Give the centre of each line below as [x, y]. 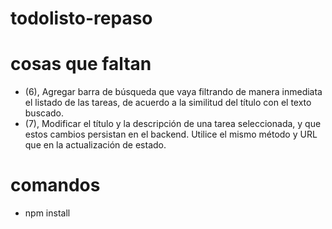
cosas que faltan [81, 64]
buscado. [44, 113]
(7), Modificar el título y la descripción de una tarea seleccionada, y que [173, 124]
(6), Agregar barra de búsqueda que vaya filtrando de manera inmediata [173, 92]
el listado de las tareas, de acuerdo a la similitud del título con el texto [168, 103]
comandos [55, 185]
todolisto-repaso [81, 18]
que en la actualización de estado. [95, 145]
